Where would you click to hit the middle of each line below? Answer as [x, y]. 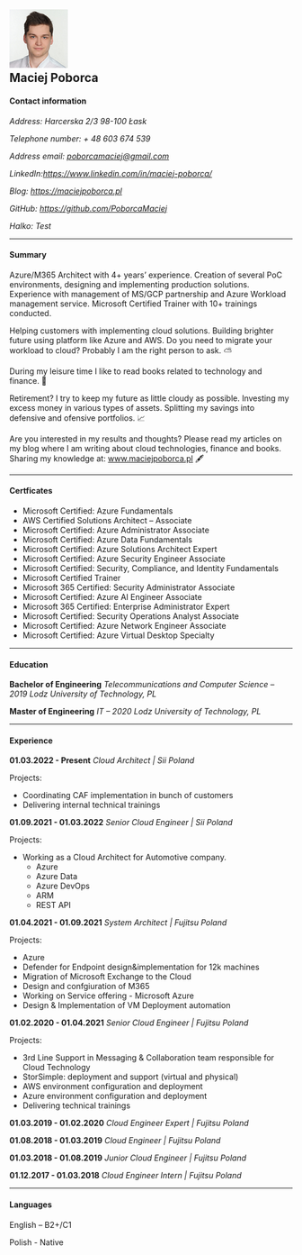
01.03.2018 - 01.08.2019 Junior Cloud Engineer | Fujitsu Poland [128, 1158]
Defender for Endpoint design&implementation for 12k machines [141, 967]
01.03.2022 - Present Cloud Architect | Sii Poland [102, 760]
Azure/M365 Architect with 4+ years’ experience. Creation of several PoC [146, 275]
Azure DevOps [62, 886]
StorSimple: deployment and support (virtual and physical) [130, 1077]
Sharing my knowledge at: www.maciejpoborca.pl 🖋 [107, 458]
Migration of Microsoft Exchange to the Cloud [107, 977]
